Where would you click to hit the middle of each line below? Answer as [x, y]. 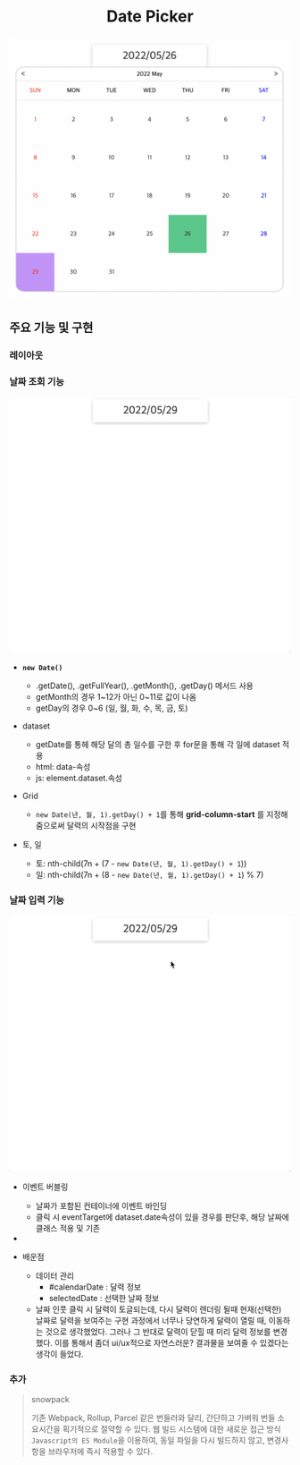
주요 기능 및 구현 [51, 327]
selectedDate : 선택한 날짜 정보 [104, 1298]
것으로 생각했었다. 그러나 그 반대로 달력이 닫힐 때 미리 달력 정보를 [158, 1332]
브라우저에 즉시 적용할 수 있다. [100, 1452]
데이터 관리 [54, 1275]
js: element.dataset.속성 [79, 778]
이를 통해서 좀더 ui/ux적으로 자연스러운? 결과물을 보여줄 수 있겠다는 [172, 1342]
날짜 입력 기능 [37, 899]
